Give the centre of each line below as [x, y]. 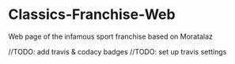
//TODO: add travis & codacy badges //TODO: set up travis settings [117, 51]
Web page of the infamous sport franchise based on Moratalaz [111, 36]
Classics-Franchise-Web [92, 15]
